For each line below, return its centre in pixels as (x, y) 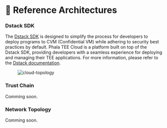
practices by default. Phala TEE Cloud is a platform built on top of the (76, 47)
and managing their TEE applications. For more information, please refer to (82, 58)
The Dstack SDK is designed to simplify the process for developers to (77, 36)
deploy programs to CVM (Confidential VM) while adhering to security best (82, 42)
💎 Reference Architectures (61, 10)
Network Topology (28, 109)
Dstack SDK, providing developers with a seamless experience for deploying (84, 52)
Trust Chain (20, 86)
